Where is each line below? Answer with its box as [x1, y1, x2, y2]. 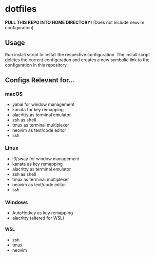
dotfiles [5, 3, 37, 15]
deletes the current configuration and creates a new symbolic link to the [5, 57, 150, 63]
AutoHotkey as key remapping [12, 210, 73, 216]
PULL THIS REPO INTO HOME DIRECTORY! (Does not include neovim [5, 19, 145, 25]
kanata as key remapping [12, 161, 63, 167]
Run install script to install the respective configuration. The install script [5, 51, 150, 57]
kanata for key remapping [12, 107, 64, 113]
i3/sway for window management [12, 155, 79, 161]
